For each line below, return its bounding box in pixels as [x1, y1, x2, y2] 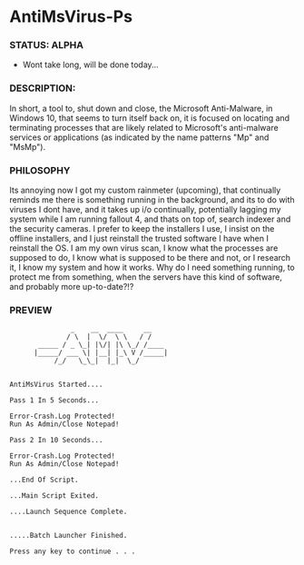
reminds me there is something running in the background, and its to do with [9, 194, 295, 205]
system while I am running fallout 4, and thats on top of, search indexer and [9, 213, 291, 224]
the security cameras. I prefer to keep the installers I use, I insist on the [9, 223, 275, 234]
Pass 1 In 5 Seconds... [9, 396, 100, 405]
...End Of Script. [9, 475, 79, 485]
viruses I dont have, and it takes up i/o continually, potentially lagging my [9, 204, 281, 215]
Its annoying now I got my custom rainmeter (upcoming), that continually [9, 184, 281, 196]
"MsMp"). [9, 141, 46, 152]
